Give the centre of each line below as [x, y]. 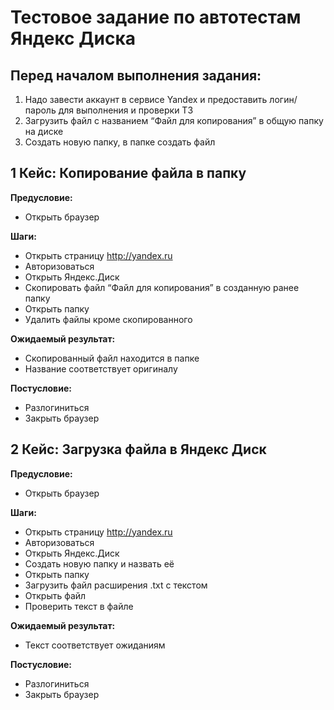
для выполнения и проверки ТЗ [126, 110]
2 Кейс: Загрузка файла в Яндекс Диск [138, 449]
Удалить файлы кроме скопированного [108, 319]
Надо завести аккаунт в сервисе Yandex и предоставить [146, 99]
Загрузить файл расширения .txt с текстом [116, 585]
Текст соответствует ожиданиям [95, 645]
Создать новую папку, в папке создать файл [120, 142]
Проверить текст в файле [79, 606]
